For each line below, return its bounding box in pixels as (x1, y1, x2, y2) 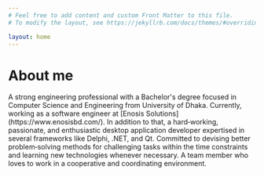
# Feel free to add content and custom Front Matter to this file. (8, 11, 234, 20)
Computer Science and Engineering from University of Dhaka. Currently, (8, 101, 242, 110)
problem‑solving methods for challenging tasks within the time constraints (8, 142, 248, 152)
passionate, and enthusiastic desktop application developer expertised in (8, 126, 245, 135)
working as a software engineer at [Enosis (8, 109, 145, 118)
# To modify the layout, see (8, 19, 104, 27)
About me (8, 66, 74, 84)
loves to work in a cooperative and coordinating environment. (8, 159, 207, 168)
